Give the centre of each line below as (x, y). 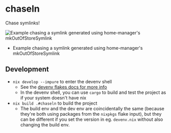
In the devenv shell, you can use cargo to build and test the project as (93, 92)
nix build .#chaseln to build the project (55, 103)
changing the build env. (45, 124)
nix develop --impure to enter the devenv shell (62, 81)
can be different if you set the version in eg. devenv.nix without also (92, 119)
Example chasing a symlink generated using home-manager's (78, 48)
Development (27, 69)
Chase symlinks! (22, 23)
